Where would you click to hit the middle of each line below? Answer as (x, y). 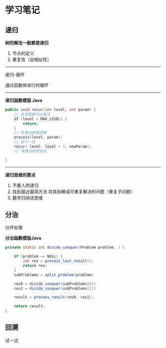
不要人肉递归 (25, 185)
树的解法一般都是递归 (27, 43)
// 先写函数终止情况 (32, 114)
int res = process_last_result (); (58, 261)
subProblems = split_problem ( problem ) (54, 275)
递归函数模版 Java (24, 100)
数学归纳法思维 (27, 198)
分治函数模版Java (23, 238)
